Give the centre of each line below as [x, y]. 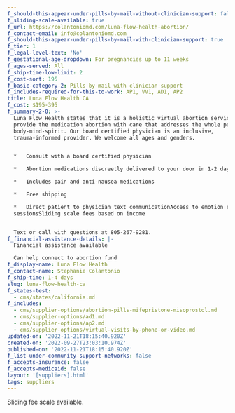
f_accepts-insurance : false [48, 363]
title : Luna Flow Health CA [48, 99]
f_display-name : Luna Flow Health [58, 265]
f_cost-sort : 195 [33, 79]
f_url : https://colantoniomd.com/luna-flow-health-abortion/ [98, 27]
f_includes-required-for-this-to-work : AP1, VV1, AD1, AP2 [95, 92]
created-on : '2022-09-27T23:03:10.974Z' [67, 343]
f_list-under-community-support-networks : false [79, 356]
